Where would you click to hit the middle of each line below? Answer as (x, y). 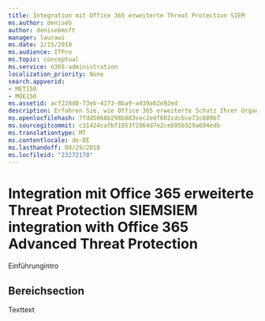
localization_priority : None (56, 74)
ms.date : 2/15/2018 (40, 45)
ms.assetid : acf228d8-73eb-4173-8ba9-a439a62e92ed (93, 103)
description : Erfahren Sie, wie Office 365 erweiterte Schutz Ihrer (123, 111)
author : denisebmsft (42, 30)
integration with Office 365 (99, 228)
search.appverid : (37, 81)
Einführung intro (34, 266)
